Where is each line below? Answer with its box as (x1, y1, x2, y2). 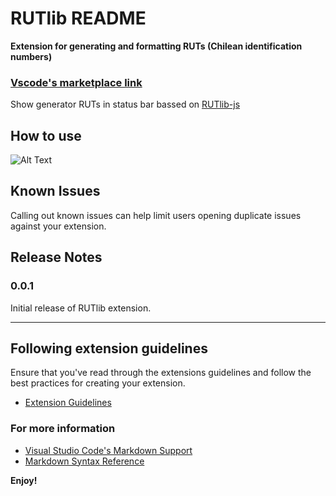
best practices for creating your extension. (10, 377, 186, 389)
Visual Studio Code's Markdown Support (24, 444, 193, 456)
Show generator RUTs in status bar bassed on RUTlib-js (10, 98, 241, 111)
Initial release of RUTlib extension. (10, 302, 152, 314)
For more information (10, 422, 116, 436)
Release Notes (10, 249, 103, 266)
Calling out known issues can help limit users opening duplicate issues (10, 209, 302, 221)
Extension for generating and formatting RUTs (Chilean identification (10, 40, 303, 52)
